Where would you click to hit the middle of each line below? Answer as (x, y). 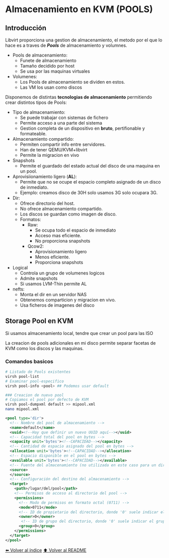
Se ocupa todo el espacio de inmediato (75, 230)
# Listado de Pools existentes (38, 372)
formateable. (33, 134)
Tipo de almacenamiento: (39, 112)
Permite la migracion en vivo (50, 155)
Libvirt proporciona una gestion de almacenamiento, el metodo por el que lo (84, 40)
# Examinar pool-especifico (35, 381)
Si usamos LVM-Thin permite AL (53, 284)
